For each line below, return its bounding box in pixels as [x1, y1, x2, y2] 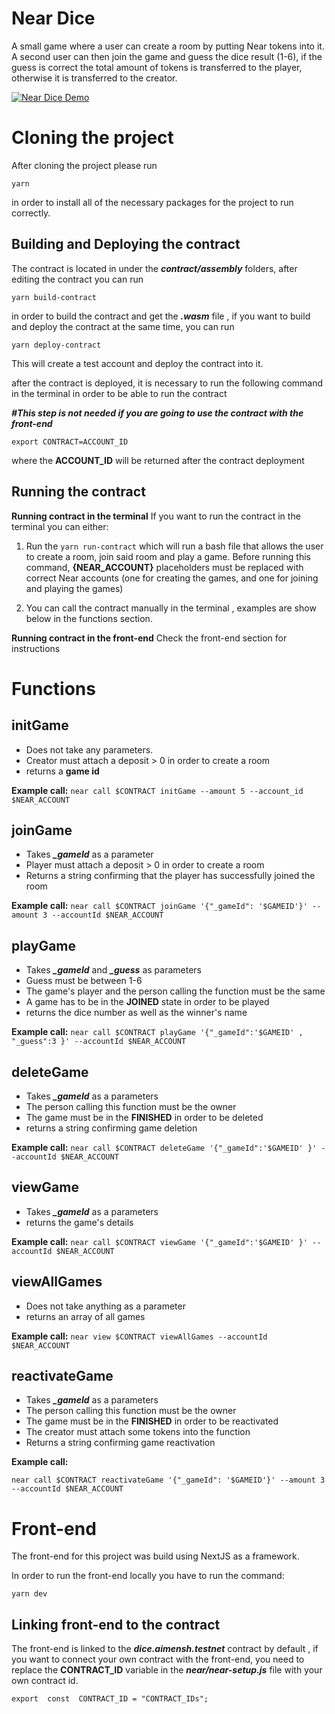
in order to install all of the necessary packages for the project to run [11, 196, 294, 208]
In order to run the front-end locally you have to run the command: [11, 1570, 285, 1582]
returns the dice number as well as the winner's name [25, 1007, 248, 1019]
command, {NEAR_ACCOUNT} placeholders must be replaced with [25, 561, 304, 573]
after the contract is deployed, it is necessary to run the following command [11, 377, 324, 389]
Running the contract [11, 483, 146, 501]
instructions [11, 642, 61, 654]
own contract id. [11, 1675, 79, 1687]
